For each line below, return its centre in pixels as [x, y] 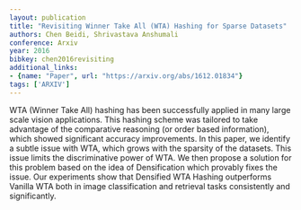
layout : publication [48, 17]
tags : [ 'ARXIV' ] [40, 84]
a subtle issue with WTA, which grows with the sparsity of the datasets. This [150, 148]
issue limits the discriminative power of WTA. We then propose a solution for [150, 157]
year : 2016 [30, 51]
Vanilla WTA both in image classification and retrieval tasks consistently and [150, 186]
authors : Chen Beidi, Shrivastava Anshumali [94, 34]
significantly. [33, 196]
